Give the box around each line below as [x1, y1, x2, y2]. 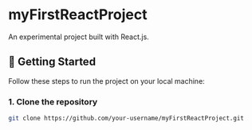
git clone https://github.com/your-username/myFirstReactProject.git [8, 114, 245, 123]
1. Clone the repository [8, 96, 98, 107]
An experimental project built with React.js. [8, 32, 149, 41]
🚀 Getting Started [8, 55, 96, 69]
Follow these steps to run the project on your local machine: [8, 76, 205, 85]
